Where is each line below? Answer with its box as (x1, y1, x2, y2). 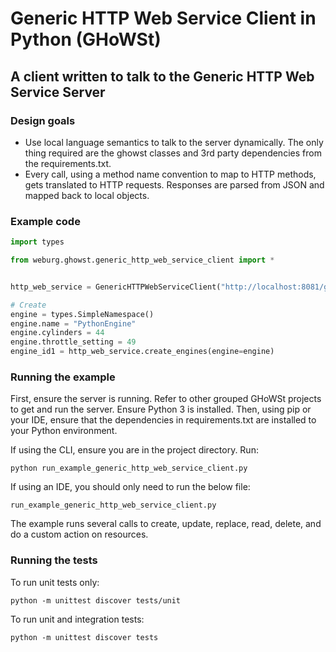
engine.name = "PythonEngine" (10, 318, 137, 329)
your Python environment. (10, 425, 118, 437)
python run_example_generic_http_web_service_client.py (10, 463, 248, 474)
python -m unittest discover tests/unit (10, 595, 182, 606)
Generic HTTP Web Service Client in (10, 7, 317, 30)
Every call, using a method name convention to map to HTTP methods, (24, 168, 317, 180)
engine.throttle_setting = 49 (10, 337, 137, 347)
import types (10, 237, 65, 247)
